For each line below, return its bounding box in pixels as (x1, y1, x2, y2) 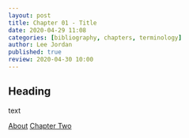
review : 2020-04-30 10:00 (8, 56, 93, 64)
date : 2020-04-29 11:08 (8, 26, 87, 34)
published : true (8, 48, 62, 56)
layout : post (8, 11, 51, 20)
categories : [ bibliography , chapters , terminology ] (8, 33, 182, 42)
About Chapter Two (8, 121, 72, 130)
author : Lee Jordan (8, 41, 73, 49)
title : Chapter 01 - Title (8, 19, 97, 27)
